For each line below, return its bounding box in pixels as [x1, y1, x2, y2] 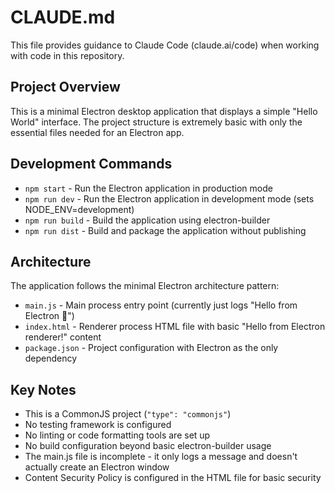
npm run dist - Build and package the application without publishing [24, 224, 307, 236]
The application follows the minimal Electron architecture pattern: [10, 280, 280, 292]
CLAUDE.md [10, 6, 116, 29]
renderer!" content [24, 331, 102, 343]
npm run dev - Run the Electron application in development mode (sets [24, 192, 315, 205]
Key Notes [10, 381, 77, 398]
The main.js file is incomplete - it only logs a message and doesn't [24, 451, 298, 463]
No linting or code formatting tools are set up [24, 429, 211, 441]
